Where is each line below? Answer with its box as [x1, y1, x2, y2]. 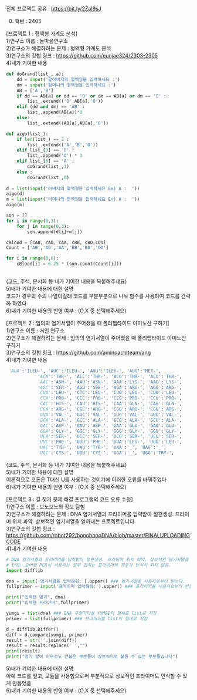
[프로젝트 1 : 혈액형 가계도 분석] [6, 30, 78, 37]
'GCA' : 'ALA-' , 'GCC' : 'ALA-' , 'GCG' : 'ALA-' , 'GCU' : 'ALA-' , [37, 417, 182, 423]
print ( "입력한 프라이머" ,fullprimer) [6, 600, 90, 606]
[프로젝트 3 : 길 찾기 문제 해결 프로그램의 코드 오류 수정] [6, 496, 133, 503]
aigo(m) [6, 202, 25, 208]
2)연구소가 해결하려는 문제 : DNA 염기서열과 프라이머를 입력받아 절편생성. [6, 510, 174, 517]
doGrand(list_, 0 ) [27, 174, 69, 180]
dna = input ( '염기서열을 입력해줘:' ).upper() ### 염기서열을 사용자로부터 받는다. [6, 578, 185, 584]
